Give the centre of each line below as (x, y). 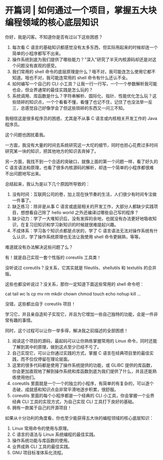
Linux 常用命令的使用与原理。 (41, 428)
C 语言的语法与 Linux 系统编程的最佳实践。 (55, 434)
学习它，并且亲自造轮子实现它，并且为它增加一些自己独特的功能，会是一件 (79, 314)
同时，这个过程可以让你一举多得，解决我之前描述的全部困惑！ (67, 330)
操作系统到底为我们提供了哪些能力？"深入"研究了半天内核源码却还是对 (82, 59)
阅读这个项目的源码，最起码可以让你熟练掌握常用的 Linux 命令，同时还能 (85, 341)
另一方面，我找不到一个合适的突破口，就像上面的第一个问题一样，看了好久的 (81, 161)
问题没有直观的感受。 (38, 65)
